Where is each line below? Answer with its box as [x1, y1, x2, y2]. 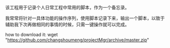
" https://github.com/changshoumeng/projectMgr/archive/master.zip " [5, 37, 149, 43]
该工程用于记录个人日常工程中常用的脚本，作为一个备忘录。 [5, 5, 130, 10]
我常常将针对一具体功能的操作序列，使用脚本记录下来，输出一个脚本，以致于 [5, 15, 165, 21]
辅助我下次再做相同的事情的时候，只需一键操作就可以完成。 [5, 22, 130, 27]
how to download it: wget [5, 32, 58, 37]
